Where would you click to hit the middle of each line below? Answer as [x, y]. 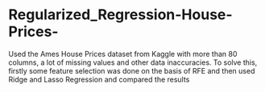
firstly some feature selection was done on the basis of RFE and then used [132, 70]
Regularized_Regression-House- [120, 15]
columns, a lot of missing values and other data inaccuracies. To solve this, [133, 62]
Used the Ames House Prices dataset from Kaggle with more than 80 [123, 54]
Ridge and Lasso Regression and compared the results [99, 79]
